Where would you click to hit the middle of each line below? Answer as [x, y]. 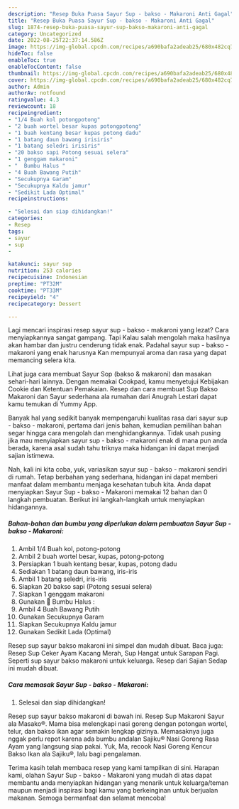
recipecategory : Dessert [45, 304]
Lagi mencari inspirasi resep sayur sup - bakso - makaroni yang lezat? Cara [118, 330]
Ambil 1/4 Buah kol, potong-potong [70, 549]
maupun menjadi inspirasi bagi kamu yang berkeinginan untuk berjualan [113, 791]
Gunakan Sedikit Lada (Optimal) [65, 632]
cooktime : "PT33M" [35, 291]
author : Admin [29, 87]
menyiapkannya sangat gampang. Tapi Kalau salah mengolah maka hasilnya [119, 337]
